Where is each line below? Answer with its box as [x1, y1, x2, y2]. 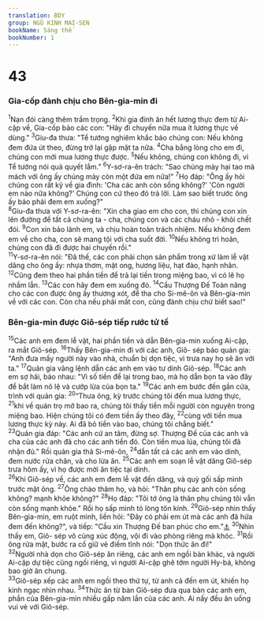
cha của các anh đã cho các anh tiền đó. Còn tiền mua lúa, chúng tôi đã [8, 437, 241, 446]
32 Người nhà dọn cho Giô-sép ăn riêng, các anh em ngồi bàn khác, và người [8, 548, 255, 559]
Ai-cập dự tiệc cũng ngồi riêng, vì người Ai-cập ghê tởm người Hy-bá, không [8, 557, 256, 568]
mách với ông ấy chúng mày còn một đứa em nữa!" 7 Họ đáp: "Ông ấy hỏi [8, 170, 245, 181]
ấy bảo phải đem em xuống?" [8, 196, 104, 206]
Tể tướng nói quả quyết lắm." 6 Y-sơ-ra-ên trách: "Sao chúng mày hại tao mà [8, 161, 255, 172]
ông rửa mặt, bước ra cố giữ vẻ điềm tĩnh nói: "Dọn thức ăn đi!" [8, 539, 213, 549]
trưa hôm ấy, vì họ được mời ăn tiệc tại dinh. [8, 464, 151, 474]
